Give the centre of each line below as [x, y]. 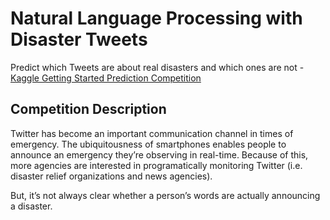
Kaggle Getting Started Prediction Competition [106, 78]
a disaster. [31, 206]
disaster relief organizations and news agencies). [111, 176]
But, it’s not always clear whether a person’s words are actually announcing [165, 195]
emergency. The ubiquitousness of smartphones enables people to [148, 144]
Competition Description [88, 109]
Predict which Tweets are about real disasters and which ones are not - [157, 67]
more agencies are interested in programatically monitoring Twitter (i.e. [156, 165]
